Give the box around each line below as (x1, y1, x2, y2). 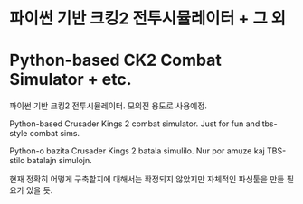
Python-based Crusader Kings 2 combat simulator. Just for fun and (9, 118, 260, 129)
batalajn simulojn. (26, 155, 92, 166)
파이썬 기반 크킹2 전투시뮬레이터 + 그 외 (9, 8, 287, 29)
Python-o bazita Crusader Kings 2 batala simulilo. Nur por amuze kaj (9, 145, 265, 156)
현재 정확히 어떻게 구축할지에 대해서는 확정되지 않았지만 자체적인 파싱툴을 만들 (9, 173, 285, 185)
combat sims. (29, 128, 80, 139)
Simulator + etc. (9, 70, 133, 90)
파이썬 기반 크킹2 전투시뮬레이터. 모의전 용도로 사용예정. (9, 100, 208, 111)
